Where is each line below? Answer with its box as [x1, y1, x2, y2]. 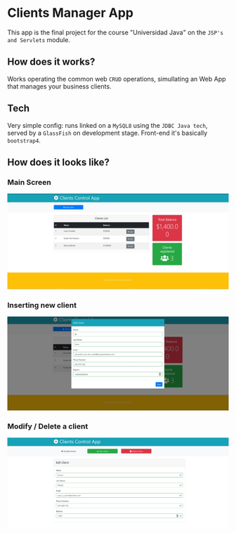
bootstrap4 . [7, 136, 41, 145]
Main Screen [7, 177, 51, 187]
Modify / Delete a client [7, 421, 88, 431]
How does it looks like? [7, 156, 110, 168]
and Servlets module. [7, 35, 70, 44]
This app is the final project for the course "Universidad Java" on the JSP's [7, 28, 223, 37]
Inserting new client [7, 300, 77, 310]
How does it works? [7, 56, 96, 68]
